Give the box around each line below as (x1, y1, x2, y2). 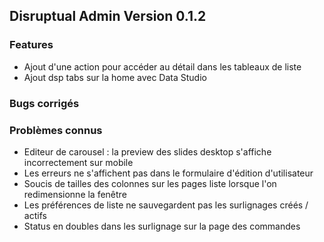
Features (9, 38, 54, 52)
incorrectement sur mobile (23, 156, 134, 168)
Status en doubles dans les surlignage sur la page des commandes (23, 220, 301, 232)
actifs (23, 209, 47, 221)
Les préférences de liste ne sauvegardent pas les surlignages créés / (23, 199, 309, 211)
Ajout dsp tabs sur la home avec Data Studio (23, 71, 207, 83)
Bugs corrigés (9, 96, 80, 110)
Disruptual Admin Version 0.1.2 (9, 8, 207, 25)
